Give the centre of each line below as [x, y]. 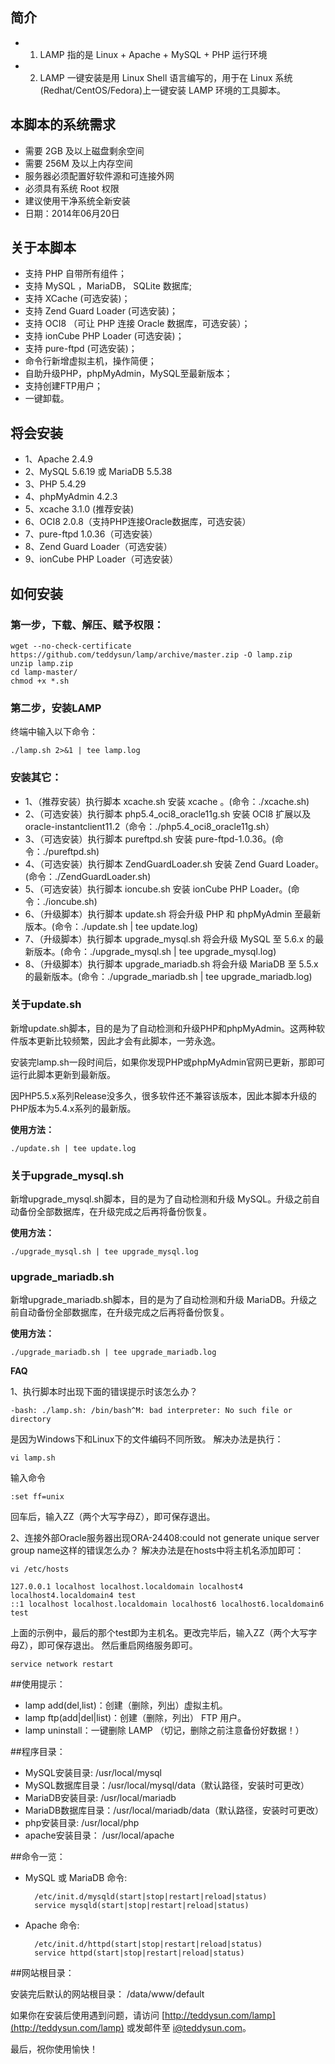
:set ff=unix [37, 1497]
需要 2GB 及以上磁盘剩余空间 [84, 150]
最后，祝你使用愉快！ [54, 2049]
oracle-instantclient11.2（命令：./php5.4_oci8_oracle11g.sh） [149, 826]
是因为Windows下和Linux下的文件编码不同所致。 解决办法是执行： [147, 1439]
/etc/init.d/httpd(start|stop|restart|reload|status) [148, 1944]
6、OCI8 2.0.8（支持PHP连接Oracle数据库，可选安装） [138, 522]
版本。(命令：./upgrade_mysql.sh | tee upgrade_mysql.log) [155, 951]
